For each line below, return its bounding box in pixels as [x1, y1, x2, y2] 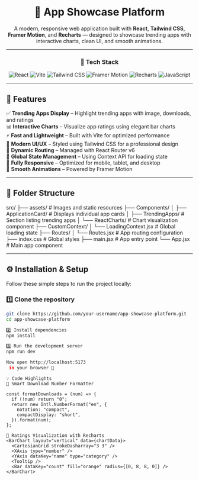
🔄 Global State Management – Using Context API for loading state [6, 153, 168, 160]
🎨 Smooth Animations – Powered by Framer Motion [6, 166, 133, 173]
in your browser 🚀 [8, 365, 54, 371]
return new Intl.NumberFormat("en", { [11, 401, 108, 407]
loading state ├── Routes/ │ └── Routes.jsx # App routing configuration [6, 229, 184, 236]
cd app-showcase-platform [6, 316, 70, 322]
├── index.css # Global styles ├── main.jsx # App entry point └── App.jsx [6, 235, 190, 242]
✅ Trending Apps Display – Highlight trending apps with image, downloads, [6, 109, 191, 117]
